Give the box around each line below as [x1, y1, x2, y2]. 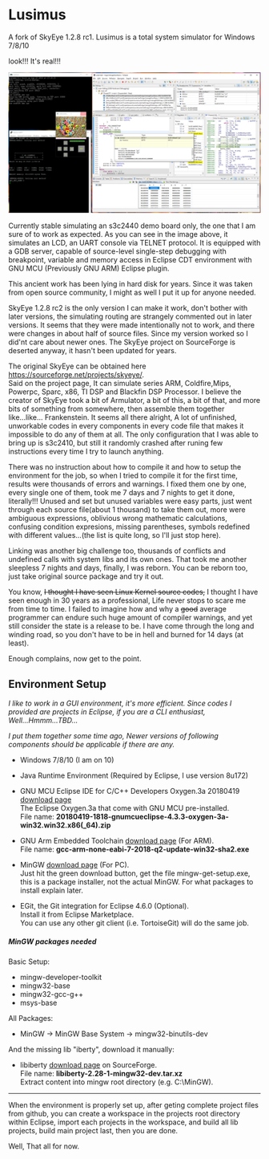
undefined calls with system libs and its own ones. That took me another [8, 555, 247, 564]
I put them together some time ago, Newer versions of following [8, 731, 219, 741]
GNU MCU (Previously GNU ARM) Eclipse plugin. [8, 263, 170, 274]
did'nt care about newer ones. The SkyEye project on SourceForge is [8, 337, 236, 347]
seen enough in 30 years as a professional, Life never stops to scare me [8, 596, 247, 605]
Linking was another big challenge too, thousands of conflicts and [8, 546, 227, 555]
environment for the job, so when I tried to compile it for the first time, [8, 471, 238, 481]
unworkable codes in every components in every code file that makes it [8, 421, 244, 431]
